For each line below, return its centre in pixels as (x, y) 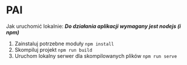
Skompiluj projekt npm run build (53, 49)
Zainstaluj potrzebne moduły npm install (64, 44)
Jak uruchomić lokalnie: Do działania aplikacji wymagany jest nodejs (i (93, 26)
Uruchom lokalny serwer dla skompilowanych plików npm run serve (96, 56)
